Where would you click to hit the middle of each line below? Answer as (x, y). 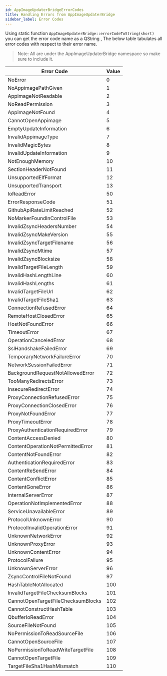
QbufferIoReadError (31, 617)
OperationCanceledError (36, 340)
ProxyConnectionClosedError (42, 405)
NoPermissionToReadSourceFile (45, 633)
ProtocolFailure (25, 560)
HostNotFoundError (31, 324)
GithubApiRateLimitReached (40, 210)
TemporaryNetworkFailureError (44, 357)
